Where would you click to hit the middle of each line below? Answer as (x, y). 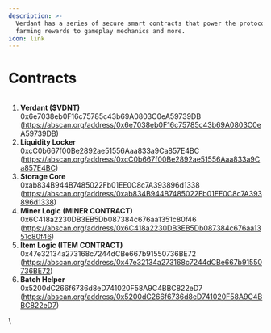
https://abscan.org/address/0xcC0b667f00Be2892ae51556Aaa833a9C (142, 159)
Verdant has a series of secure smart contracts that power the (126, 23)
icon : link (27, 38)
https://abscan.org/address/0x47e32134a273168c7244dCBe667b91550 (143, 263)
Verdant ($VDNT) (50, 108)
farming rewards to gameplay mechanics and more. (100, 31)
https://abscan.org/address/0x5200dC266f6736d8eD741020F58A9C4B (143, 297)
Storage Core (43, 177)
